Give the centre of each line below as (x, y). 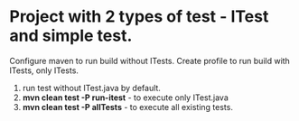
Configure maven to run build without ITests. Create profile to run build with (150, 60)
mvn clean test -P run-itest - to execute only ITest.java (125, 98)
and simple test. (71, 36)
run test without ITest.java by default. (91, 88)
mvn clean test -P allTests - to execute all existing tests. (127, 107)
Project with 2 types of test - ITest (139, 17)
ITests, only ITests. (44, 70)
